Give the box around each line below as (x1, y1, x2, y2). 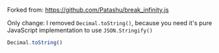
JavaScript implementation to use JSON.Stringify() (7, 26, 153, 34)
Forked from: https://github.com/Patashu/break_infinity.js (7, 6, 170, 14)
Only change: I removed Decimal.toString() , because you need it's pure (7, 19, 213, 26)
